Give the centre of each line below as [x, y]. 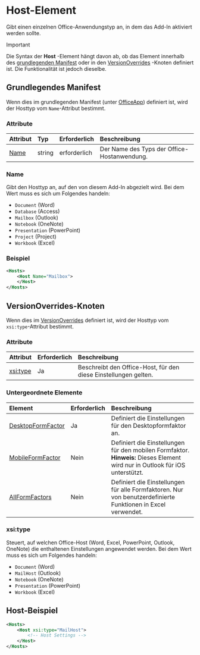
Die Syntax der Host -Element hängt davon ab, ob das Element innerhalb [95, 56]
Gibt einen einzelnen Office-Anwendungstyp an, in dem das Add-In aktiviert [99, 27]
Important [18, 45]
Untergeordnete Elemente [44, 393]
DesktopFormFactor [37, 425]
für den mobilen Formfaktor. [150, 450]
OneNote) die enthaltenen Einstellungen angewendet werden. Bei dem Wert [99, 549]
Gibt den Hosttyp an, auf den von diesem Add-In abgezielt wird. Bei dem [95, 187]
